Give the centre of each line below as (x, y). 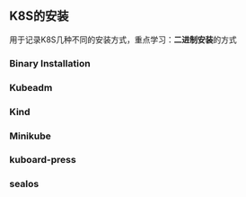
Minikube (31, 136)
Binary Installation (50, 63)
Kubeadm (31, 87)
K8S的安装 (39, 16)
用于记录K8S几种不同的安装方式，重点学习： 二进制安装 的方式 (123, 40)
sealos (24, 184)
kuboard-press (43, 160)
